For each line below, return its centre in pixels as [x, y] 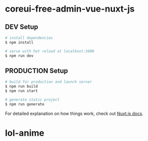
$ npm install [19, 42]
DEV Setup [22, 27]
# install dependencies [29, 38]
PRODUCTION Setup [36, 70]
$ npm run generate [25, 104]
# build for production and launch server [49, 82]
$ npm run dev [19, 56]
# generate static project [32, 100]
